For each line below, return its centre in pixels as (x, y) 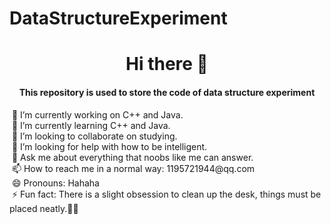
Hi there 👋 (167, 64)
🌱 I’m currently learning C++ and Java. (91, 125)
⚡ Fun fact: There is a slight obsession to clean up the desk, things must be (166, 194)
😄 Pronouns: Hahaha (55, 183)
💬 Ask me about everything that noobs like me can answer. (132, 157)
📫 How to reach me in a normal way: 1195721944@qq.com (133, 168)
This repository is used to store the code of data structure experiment (167, 92)
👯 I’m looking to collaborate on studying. (94, 136)
